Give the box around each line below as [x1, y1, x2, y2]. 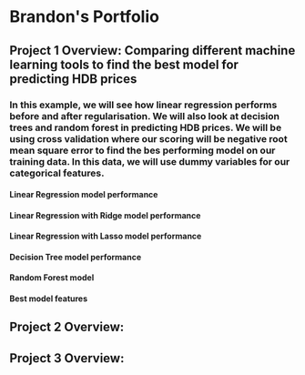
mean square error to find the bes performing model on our [9, 144, 276, 157]
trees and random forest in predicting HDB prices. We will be [9, 121, 282, 134]
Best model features [9, 293, 88, 304]
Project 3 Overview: [9, 350, 125, 366]
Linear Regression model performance [9, 189, 158, 200]
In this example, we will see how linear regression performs [9, 98, 278, 111]
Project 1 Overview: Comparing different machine [9, 43, 296, 58]
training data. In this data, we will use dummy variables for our [9, 155, 290, 167]
